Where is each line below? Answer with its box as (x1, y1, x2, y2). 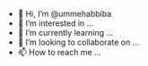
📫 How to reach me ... (17, 47, 101, 57)
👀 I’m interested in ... (17, 18, 94, 29)
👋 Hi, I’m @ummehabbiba (17, 9, 112, 19)
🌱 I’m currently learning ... (17, 28, 114, 37)
